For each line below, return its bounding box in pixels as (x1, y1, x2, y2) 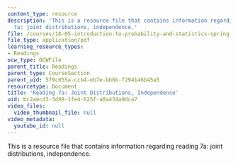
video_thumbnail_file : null (13, 109, 97, 116)
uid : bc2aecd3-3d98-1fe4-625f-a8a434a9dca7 (7, 96, 138, 103)
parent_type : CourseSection (7, 69, 91, 76)
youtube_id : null (13, 122, 65, 130)
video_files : (7, 103, 46, 110)
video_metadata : (7, 115, 55, 123)
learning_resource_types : (7, 43, 84, 50)
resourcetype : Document (7, 83, 78, 90)
